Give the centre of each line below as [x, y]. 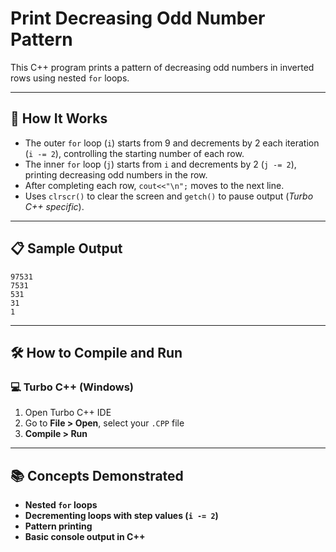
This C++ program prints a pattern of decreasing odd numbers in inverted [162, 67]
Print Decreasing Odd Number [138, 18]
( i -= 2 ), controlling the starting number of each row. [134, 153]
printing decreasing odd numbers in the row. [116, 174]
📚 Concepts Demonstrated [97, 475]
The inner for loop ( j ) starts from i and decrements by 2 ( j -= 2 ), [160, 164]
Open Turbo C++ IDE [68, 413]
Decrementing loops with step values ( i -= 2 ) [121, 516]
